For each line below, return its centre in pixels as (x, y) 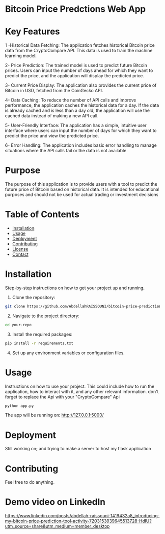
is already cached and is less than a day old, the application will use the (77, 111)
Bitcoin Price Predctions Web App (75, 9)
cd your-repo (18, 325)
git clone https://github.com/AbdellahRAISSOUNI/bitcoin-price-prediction (83, 306)
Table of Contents (42, 215)
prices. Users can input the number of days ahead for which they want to (79, 70)
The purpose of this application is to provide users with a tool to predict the (81, 184)
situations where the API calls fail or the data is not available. (66, 151)
